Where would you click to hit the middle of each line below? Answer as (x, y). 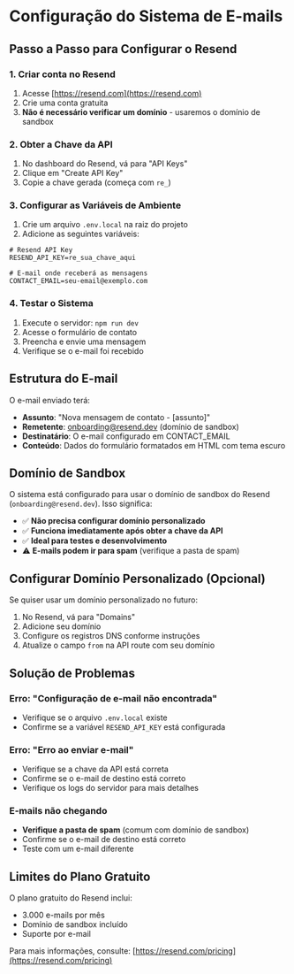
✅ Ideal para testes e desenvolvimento (94, 541)
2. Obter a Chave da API (61, 144)
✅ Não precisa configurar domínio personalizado (113, 521)
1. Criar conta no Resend (63, 74)
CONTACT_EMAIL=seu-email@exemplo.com (79, 281)
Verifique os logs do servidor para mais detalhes (110, 788)
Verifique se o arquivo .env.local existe (94, 717)
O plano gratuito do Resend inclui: (71, 898)
